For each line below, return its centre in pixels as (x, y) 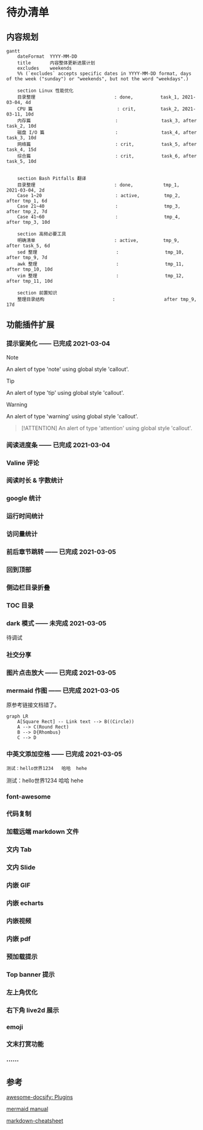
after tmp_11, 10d (29, 281)
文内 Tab (19, 850)
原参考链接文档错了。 (33, 705)
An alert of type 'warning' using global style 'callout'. (72, 416)
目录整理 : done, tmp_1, (98, 185)
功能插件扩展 (30, 325)
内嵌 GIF (19, 886)
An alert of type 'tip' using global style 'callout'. (65, 392)
